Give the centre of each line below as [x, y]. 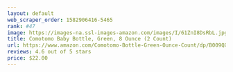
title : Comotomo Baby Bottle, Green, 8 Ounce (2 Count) [89, 39]
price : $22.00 [28, 58]
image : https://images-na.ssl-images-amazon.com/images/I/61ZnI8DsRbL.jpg [118, 33]
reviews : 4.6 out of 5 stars [49, 52]
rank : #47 [21, 26]
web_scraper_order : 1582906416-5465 [60, 20]
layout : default [31, 13]
